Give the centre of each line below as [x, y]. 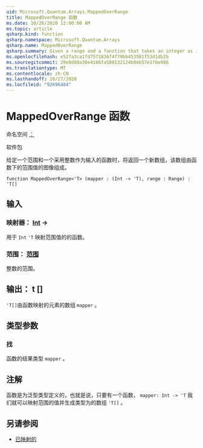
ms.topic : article [29, 29]
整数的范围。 [22, 268]
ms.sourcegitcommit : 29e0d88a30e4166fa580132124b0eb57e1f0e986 [88, 62]
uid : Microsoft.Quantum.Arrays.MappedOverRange [67, 12]
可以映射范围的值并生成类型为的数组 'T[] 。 [71, 403]
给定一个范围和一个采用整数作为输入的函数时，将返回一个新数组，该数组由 [99, 160]
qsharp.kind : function [35, 34]
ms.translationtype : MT [36, 68]
